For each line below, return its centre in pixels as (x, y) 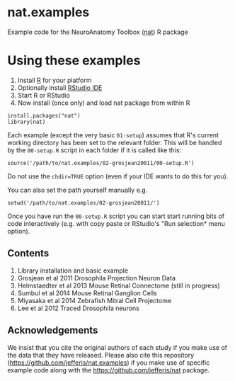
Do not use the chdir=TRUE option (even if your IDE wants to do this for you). (118, 176)
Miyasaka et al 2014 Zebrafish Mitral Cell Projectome (94, 300)
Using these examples (74, 61)
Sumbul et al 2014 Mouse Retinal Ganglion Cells (87, 293)
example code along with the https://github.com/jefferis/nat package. (109, 370)
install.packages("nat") (44, 115)
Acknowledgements (53, 330)
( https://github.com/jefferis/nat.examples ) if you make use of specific (109, 363)
